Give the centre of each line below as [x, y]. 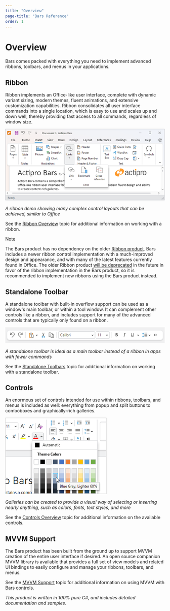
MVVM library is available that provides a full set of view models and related [84, 562]
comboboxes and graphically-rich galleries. [51, 411]
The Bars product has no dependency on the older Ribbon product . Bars [80, 249]
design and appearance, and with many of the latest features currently [79, 260]
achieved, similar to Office [33, 214]
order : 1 [14, 21]
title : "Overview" [25, 11]
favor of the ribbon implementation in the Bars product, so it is [70, 270]
